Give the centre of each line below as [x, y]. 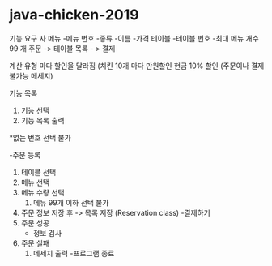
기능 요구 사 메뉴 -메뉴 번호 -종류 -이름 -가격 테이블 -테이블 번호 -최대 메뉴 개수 [134, 38]
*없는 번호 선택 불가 [40, 137]
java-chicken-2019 [74, 15]
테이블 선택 [38, 172]
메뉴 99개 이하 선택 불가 [71, 202]
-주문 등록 [25, 155]
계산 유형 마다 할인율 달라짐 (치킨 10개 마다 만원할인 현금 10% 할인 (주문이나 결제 [137, 66]
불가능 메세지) [31, 75]
